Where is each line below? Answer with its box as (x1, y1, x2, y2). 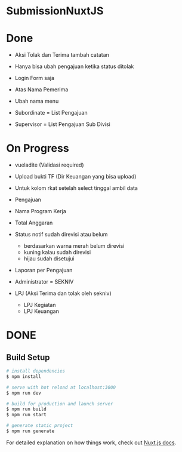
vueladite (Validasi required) (14, 161, 85, 168)
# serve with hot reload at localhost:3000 (6, 384, 116, 390)
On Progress (6, 142, 70, 155)
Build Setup (6, 352, 50, 362)
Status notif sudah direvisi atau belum (14, 231, 108, 238)
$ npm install (6, 373, 42, 380)
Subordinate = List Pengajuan (14, 109, 88, 116)
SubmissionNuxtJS (6, 4, 104, 18)
